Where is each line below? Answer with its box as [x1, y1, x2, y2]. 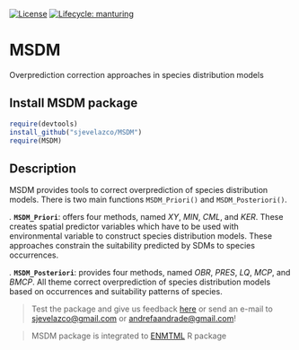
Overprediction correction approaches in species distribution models [9, 69, 265, 80]
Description [9, 161, 76, 176]
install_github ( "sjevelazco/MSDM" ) [9, 127, 143, 136]
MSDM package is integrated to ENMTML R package [31, 330, 227, 341]
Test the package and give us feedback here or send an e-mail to [31, 303, 274, 314]
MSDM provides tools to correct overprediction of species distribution [9, 185, 268, 196]
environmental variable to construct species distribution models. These [9, 231, 272, 241]
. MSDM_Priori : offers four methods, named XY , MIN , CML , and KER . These [9, 212, 284, 223]
